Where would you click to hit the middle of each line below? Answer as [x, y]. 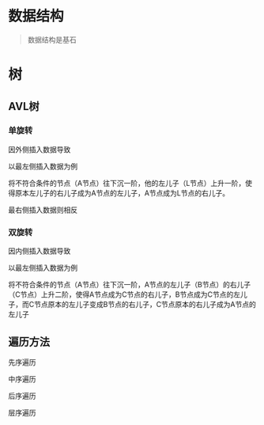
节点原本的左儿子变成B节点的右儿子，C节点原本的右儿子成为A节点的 [145, 305]
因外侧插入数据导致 [40, 149]
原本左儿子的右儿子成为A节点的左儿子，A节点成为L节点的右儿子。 [122, 193]
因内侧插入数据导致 [40, 251]
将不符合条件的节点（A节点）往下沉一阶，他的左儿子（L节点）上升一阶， [127, 183]
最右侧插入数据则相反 [43, 210]
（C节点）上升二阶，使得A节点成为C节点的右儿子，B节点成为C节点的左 [124, 294]
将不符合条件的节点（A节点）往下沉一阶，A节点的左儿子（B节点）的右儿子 [130, 285]
